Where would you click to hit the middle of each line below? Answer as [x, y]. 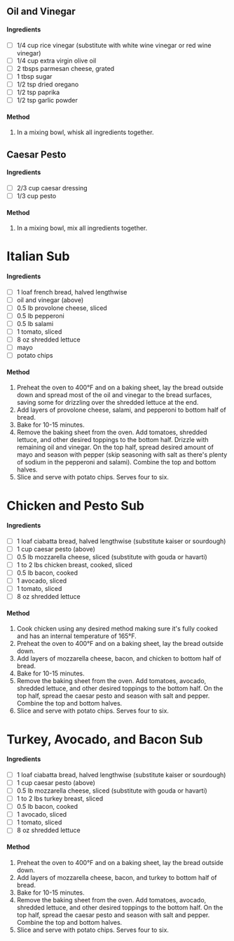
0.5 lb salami [35, 323]
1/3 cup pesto [36, 195]
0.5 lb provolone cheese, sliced [62, 308]
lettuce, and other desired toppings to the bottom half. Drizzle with [112, 440]
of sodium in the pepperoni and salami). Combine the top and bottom [116, 462]
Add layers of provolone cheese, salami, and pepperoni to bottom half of [121, 410]
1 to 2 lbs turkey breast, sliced [60, 798]
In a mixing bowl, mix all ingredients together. [82, 228]
